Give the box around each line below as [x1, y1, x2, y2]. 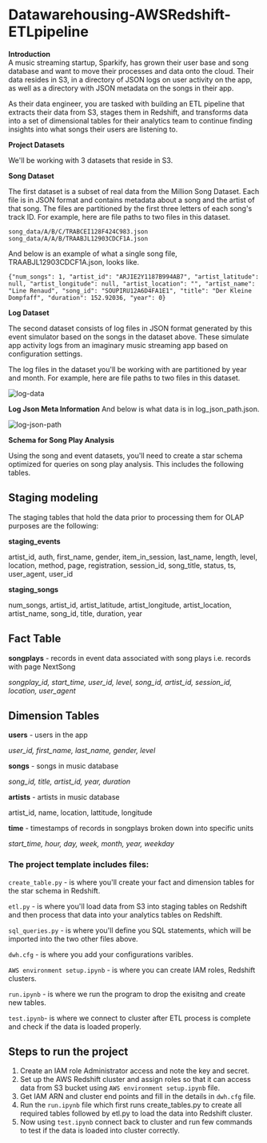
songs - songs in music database [8, 761, 119, 771]
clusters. [8, 973, 38, 983]
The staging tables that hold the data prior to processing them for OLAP [8, 512, 245, 522]
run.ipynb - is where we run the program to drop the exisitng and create [8, 989, 246, 999]
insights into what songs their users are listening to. [8, 124, 178, 134]
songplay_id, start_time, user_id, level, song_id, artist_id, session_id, [8, 677, 233, 687]
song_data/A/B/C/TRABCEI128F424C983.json [8, 227, 149, 236]
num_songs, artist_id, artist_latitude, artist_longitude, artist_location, [8, 600, 232, 610]
